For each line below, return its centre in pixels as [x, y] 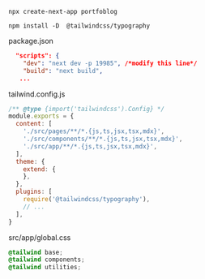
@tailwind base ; [36, 252]
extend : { [40, 169]
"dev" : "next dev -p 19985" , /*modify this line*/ [110, 63]
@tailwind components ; [47, 260]
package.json [31, 41]
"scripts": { [38, 56]
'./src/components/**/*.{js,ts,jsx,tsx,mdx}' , [103, 139]
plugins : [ [34, 192]
